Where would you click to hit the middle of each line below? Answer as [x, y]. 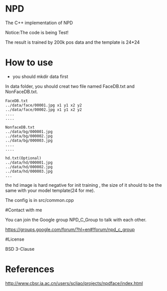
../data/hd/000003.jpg [29, 171]
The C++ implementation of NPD [39, 23]
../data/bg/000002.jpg [29, 136]
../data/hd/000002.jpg [29, 167]
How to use [29, 63]
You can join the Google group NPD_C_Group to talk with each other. [76, 220]
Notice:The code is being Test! [37, 32]
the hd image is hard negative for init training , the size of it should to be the [83, 185]
